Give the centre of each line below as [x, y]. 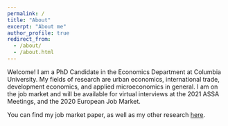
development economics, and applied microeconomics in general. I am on [113, 87]
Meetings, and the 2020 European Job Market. [74, 101]
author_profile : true [38, 33]
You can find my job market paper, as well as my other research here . [106, 114]
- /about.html [34, 53]
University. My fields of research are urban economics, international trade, [113, 79]
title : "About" [29, 20]
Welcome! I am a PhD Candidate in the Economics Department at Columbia [114, 72]
